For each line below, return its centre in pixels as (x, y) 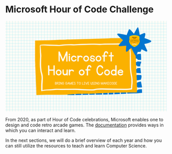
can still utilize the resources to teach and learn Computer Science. (76, 146)
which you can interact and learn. (40, 130)
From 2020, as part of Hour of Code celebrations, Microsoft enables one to (84, 120)
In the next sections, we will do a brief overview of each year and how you (84, 140)
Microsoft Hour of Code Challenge (80, 9)
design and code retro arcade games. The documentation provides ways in (84, 125)
